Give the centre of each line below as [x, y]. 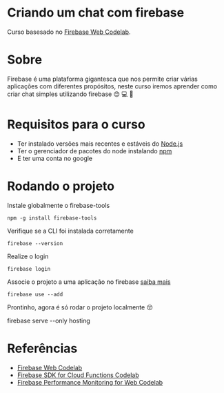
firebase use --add [35, 294]
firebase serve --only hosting [49, 320]
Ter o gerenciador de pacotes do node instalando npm [94, 151]
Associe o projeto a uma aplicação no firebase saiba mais [89, 282]
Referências [42, 348]
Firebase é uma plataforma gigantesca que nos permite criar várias [102, 79]
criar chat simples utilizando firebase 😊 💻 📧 [70, 94]
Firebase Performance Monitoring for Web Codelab [90, 382]
